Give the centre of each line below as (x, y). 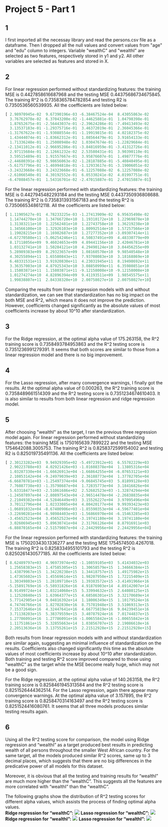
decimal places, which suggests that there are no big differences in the (78, 761)
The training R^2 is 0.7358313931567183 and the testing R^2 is (70, 200)
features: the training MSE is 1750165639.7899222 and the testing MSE (79, 443)
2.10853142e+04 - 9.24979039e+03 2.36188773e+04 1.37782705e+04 (79, 477)
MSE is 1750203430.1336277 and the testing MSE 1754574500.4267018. (80, 543)
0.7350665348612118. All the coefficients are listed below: (65, 205)
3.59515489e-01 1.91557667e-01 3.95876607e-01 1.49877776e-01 (79, 156)
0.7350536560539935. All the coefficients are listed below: (66, 105)
